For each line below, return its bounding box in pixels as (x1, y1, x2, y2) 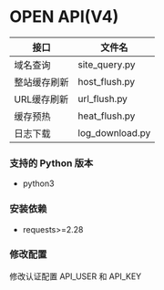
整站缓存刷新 (14, 76, 70, 88)
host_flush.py (77, 75, 135, 88)
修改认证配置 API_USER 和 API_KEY (9, 271, 142, 282)
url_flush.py (77, 92, 128, 105)
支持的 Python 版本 (9, 157, 94, 170)
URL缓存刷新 (14, 93, 69, 106)
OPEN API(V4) (9, 6, 119, 27)
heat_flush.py (77, 109, 136, 122)
